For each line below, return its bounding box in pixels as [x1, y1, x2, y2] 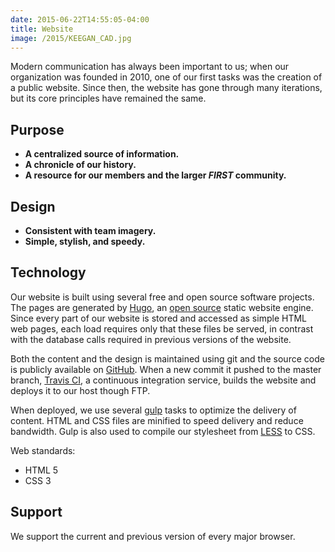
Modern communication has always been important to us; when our [10, 61, 290, 73]
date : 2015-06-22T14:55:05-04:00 [10, 14, 150, 25]
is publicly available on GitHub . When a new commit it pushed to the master [10, 363, 322, 375]
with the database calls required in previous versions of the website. [10, 333, 292, 345]
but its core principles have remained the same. [10, 92, 207, 105]
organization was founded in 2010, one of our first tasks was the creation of [10, 71, 323, 83]
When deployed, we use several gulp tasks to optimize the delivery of [10, 404, 297, 416]
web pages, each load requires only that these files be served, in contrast [10, 322, 314, 335]
